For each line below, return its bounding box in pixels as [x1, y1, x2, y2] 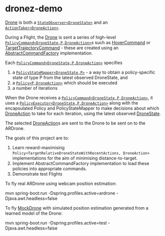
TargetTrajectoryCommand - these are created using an [5, 45, 119, 51]
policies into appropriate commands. [12, 166, 87, 172]
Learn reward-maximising [12, 144, 65, 150]
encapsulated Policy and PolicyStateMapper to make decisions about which [5, 105, 160, 111]
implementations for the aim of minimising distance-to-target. [12, 155, 138, 161]
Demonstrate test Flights [12, 171, 63, 177]
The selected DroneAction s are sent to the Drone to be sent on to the [5, 120, 146, 126]
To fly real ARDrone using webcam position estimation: [5, 180, 117, 186]
